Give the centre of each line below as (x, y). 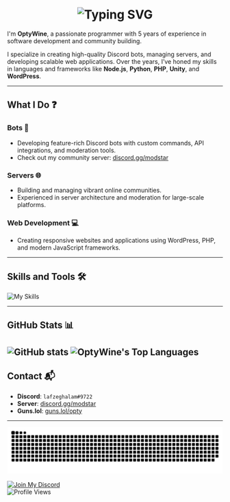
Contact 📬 (31, 376)
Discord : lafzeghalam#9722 (55, 396)
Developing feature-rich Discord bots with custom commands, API (110, 143)
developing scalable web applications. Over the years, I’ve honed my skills (112, 61)
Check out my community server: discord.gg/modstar (93, 157)
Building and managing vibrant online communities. (89, 190)
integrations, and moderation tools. (66, 150)
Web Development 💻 (43, 223)
